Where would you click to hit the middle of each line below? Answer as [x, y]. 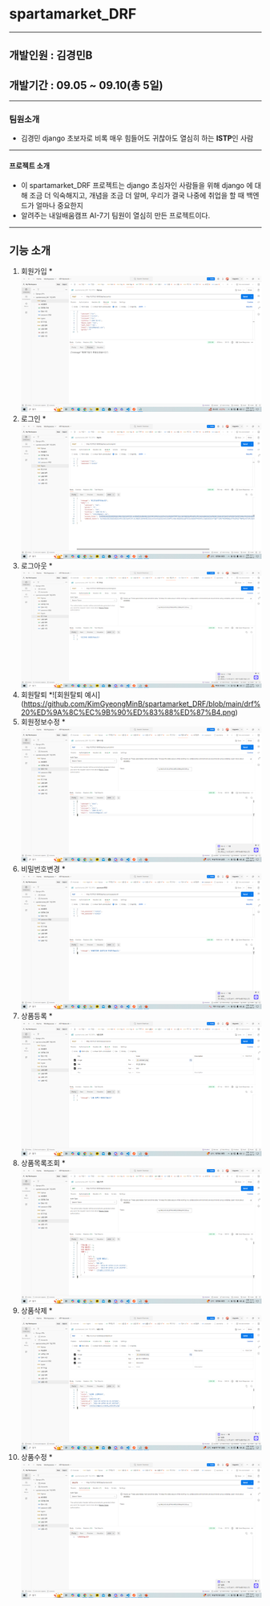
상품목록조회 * [43, 1163]
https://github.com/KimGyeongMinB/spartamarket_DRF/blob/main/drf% [142, 703]
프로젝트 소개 [30, 166]
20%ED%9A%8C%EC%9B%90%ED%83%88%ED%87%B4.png [128, 712]
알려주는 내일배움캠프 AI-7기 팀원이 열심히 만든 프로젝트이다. [115, 215]
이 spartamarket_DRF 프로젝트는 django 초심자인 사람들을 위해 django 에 [137, 185]
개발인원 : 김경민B [51, 56]
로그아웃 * [36, 565]
